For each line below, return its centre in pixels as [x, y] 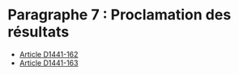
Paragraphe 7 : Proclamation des [119, 15]
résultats [38, 32]
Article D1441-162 [49, 54]
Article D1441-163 [49, 63]
